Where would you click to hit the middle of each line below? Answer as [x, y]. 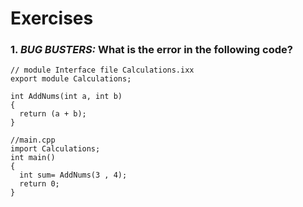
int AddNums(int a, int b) [66, 97]
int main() [33, 158]
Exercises [52, 18]
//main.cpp [33, 140]
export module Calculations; [71, 79]
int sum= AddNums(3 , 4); [73, 175]
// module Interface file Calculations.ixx [102, 70]
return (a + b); [53, 114]
